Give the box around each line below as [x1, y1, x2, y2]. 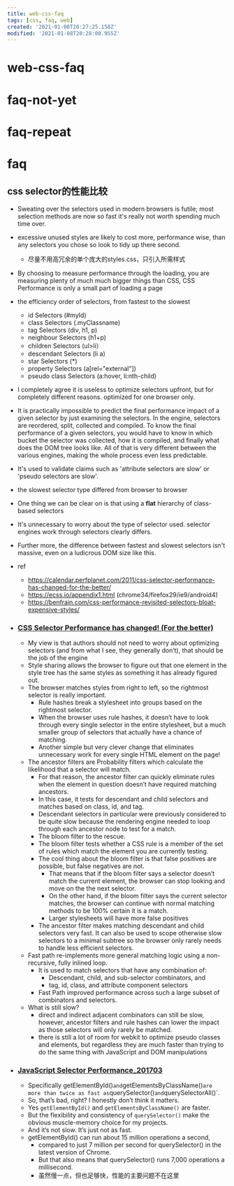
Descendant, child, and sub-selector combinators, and [48, 974, 206, 982]
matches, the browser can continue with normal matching [48, 899, 215, 907]
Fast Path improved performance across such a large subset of [38, 989, 220, 997]
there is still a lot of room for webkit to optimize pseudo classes [38, 1033, 221, 1042]
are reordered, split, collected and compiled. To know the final [17, 421, 196, 429]
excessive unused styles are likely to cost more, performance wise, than [17, 232, 226, 242]
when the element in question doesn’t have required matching [38, 780, 217, 788]
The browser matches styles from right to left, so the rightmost [27, 683, 209, 692]
